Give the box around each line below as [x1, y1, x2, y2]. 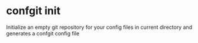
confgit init [6, 4, 61, 18]
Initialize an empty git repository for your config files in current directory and [6, 24, 193, 31]
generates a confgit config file [6, 29, 80, 37]
